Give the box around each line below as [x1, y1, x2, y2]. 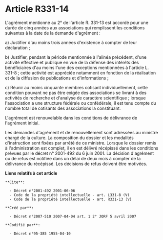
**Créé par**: [5, 205, 34, 210]
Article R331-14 [5, 3, 69, 15]
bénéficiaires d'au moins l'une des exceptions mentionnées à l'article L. [5, 65, 149, 71]
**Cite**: [5, 180, 25, 185]
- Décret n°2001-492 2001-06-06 [9, 188, 76, 193]
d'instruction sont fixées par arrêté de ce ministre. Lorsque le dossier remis [5, 140, 156, 145]
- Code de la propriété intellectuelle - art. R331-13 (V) [9, 197, 132, 202]
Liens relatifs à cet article [5, 170, 58, 176]
